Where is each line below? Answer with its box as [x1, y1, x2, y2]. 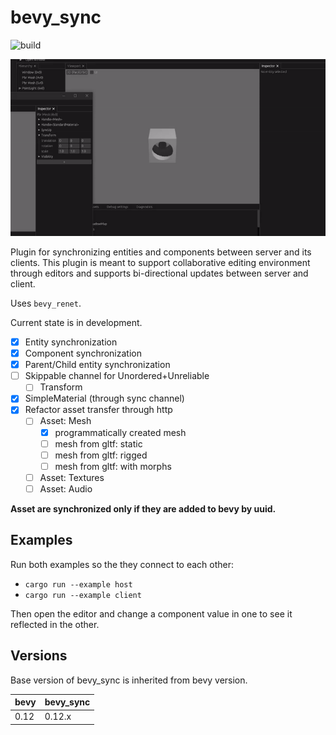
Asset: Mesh [39, 415, 92, 427]
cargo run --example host [24, 579, 133, 590]
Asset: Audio [39, 482, 93, 495]
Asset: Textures [39, 471, 105, 483]
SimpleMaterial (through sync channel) [24, 392, 185, 405]
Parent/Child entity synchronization [24, 359, 171, 371]
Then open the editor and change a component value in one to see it [10, 607, 293, 620]
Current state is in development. [10, 317, 143, 329]
